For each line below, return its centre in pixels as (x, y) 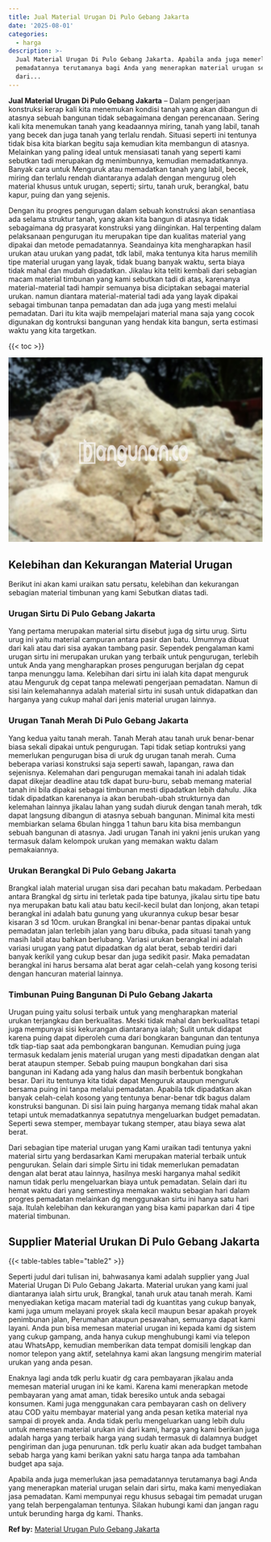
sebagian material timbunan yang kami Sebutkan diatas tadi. (108, 593)
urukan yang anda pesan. (50, 1362)
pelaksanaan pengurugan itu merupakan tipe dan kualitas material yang (127, 236)
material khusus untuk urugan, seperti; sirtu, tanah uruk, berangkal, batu (128, 186)
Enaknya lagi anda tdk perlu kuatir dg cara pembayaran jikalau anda (121, 1378)
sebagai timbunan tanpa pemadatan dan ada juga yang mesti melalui (123, 304)
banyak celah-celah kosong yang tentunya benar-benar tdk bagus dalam (129, 1098)
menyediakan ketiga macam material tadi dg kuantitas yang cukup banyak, (132, 1302)
